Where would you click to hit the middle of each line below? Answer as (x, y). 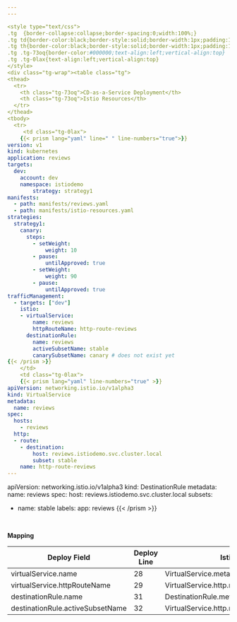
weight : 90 (61, 276)
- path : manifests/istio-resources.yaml (74, 211)
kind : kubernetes (33, 152)
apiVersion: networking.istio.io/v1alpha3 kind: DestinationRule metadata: (112, 487)
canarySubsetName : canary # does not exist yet (104, 355)
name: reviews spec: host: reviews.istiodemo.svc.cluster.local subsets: (110, 495)
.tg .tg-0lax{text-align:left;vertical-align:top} (83, 60)
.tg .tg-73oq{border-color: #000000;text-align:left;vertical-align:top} (116, 53)
